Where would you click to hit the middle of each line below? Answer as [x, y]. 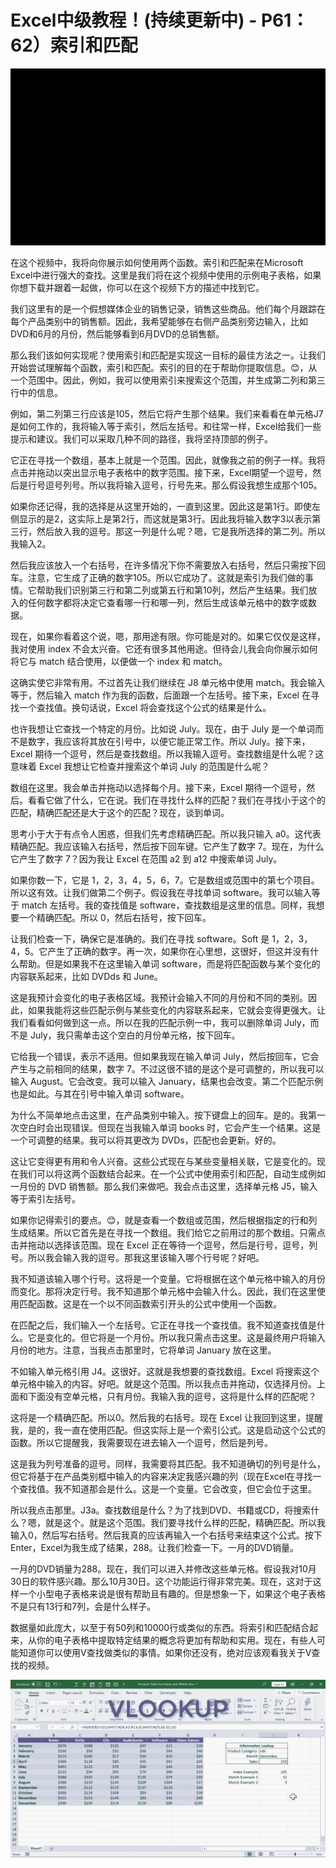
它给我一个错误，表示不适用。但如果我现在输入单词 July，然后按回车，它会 [165, 1057]
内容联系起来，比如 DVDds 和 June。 [86, 977]
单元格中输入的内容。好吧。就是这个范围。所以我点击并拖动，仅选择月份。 [163, 1384]
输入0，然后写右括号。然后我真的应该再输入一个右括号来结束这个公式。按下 [166, 1535]
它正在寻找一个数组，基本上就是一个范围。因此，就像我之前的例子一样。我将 [168, 460]
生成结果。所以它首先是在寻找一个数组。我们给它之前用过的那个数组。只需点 [168, 1233]
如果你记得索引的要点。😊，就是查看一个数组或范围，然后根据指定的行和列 [164, 1220]
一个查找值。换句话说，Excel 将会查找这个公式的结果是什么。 [145, 708]
